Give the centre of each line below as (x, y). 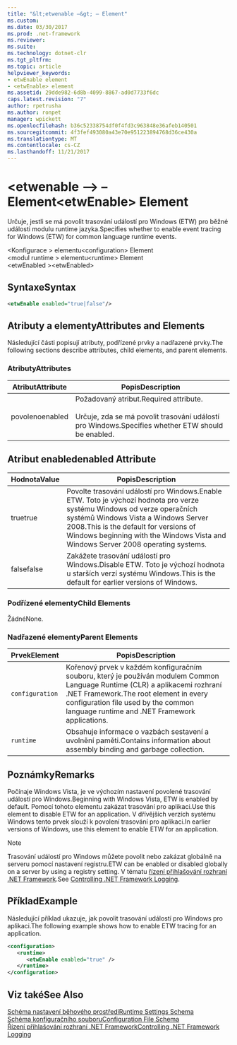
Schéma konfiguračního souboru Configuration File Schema (93, 1019)
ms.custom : (23, 21)
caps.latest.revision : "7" (47, 100)
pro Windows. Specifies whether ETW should (149, 425)
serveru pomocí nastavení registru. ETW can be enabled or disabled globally (117, 864)
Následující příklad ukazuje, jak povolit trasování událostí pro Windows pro (115, 918)
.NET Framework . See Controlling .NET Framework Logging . (93, 879)
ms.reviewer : (26, 40)
